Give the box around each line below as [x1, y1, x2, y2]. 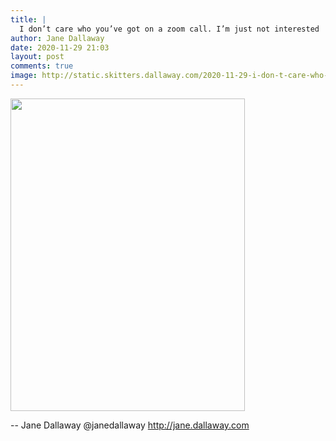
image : [10, 71, 38, 81]
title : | [10, 14, 47, 25]
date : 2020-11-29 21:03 [10, 42, 110, 53]
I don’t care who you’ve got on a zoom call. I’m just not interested [19, 24, 320, 34]
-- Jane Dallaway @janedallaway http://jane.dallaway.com [10, 419, 250, 431]
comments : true [10, 61, 74, 71]
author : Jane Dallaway [10, 33, 105, 43]
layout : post [10, 52, 65, 62]
